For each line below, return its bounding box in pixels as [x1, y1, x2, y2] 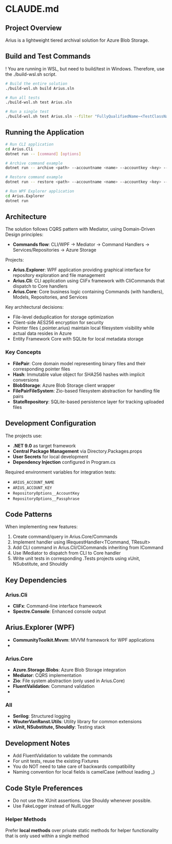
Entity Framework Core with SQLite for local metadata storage [12, 336, 144, 342]
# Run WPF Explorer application [5, 189, 74, 194]
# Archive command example [5, 160, 63, 166]
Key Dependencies [5, 576, 67, 585]
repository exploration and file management [12, 272, 105, 278]
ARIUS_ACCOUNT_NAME [12, 480, 55, 485]
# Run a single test [5, 109, 50, 115]
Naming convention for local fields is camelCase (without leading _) [12, 769, 155, 775]
